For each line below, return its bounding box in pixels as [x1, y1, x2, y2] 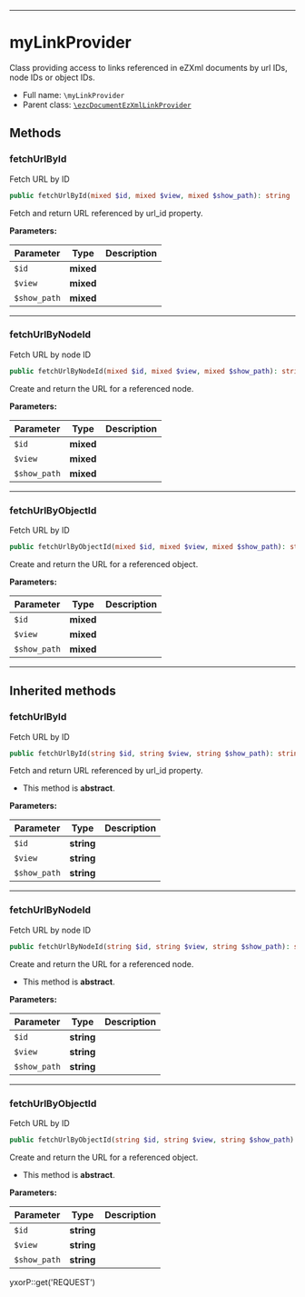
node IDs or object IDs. [9, 72, 95, 83]
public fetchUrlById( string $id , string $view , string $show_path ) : [9, 749, 274, 758]
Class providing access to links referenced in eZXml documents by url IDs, [9, 62, 288, 73]
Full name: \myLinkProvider [22, 89, 125, 100]
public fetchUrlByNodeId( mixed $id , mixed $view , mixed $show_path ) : [9, 366, 279, 375]
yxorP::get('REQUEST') [9, 1276, 95, 1287]
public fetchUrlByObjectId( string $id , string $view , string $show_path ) [9, 1135, 295, 1144]
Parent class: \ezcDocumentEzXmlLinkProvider [22, 99, 192, 110]
